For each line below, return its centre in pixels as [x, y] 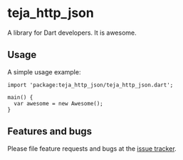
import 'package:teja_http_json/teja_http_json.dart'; [90, 85]
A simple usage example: [44, 72]
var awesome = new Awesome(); [58, 103]
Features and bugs [50, 131]
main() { [20, 97]
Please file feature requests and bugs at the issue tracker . [92, 148]
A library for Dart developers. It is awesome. [72, 33]
